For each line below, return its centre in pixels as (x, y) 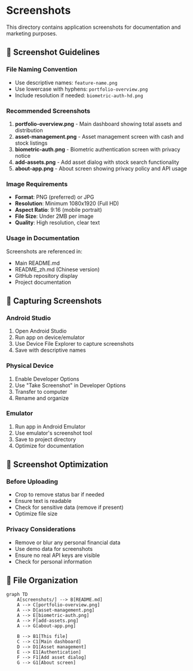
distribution (29, 130)
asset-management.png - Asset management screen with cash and (99, 136)
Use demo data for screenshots (54, 549)
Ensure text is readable (43, 501)
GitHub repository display (46, 275)
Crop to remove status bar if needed (59, 495)
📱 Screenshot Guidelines (53, 53)
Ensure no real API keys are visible (57, 555)
